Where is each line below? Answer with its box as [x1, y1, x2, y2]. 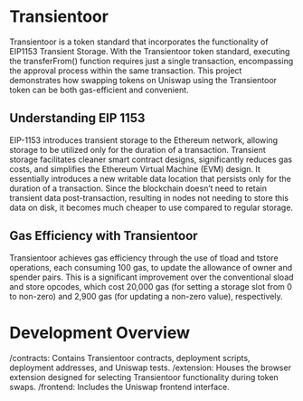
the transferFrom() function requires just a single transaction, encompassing [9, 55, 294, 66]
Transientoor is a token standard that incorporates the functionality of [9, 36, 269, 47]
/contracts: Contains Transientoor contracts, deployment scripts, [9, 352, 251, 363]
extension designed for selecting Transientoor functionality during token [9, 371, 279, 382]
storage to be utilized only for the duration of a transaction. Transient [9, 144, 267, 155]
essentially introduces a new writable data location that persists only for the [9, 173, 291, 184]
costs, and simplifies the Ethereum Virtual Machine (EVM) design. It [9, 163, 260, 174]
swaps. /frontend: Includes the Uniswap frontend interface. [9, 381, 231, 392]
